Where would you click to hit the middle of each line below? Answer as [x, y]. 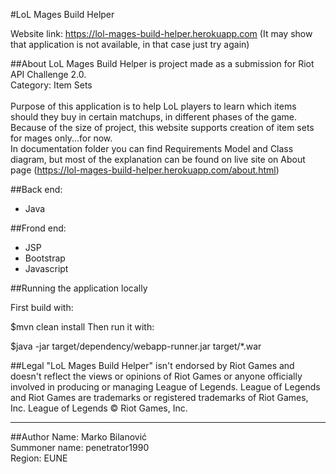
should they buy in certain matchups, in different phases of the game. [153, 117]
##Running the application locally [79, 288]
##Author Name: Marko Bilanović [79, 437]
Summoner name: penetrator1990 [80, 447]
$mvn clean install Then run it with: [82, 327]
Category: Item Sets [51, 85]
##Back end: [36, 189]
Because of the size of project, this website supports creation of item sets [162, 127]
